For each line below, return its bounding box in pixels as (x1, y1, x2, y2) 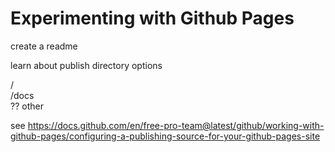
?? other (10, 100, 44, 112)
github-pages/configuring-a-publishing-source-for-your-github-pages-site (10, 130, 321, 142)
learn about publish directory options (10, 59, 163, 71)
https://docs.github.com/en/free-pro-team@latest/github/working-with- (27, 119, 325, 131)
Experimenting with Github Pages (10, 7, 295, 30)
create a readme (10, 40, 78, 52)
